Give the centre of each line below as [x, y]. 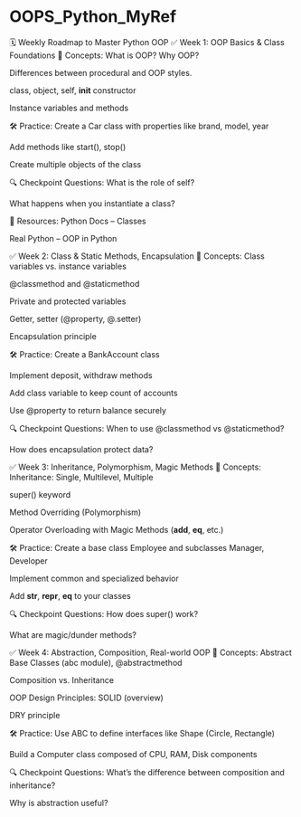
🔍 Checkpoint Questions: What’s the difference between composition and [147, 772]
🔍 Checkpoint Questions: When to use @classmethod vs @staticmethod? [147, 428]
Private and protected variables [68, 301]
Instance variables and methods [69, 108]
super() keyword [40, 494]
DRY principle [35, 715]
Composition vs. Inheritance [62, 679]
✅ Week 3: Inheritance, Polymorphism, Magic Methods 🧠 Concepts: [136, 467]
